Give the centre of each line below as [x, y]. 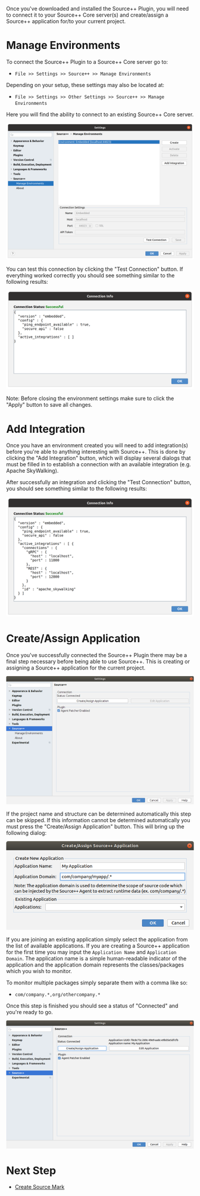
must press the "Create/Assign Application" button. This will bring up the [95, 826]
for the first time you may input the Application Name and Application [91, 952]
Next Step [31, 1170]
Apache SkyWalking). [32, 471]
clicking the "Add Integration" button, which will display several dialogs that [99, 458]
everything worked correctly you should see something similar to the [90, 275]
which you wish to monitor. [39, 971]
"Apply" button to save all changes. [49, 405]
